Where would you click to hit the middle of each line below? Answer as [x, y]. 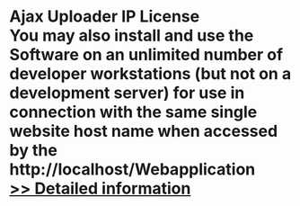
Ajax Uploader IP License [105, 17]
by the [34, 151]
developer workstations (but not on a [150, 74]
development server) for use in [127, 93]
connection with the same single [133, 112]
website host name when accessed [144, 131]
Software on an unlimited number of [146, 55]
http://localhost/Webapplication [132, 170]
